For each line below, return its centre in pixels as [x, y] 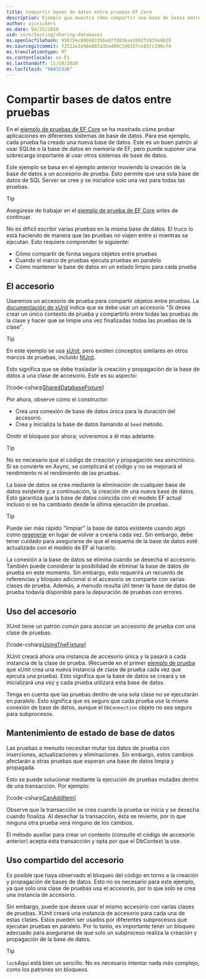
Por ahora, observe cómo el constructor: [58, 400]
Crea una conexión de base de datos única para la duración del [95, 411]
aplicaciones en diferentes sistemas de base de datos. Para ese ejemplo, [98, 136]
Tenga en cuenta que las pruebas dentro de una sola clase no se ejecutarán [102, 694]
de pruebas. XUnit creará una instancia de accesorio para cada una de [96, 913]
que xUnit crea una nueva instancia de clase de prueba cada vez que [94, 669]
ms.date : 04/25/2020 [33, 29]
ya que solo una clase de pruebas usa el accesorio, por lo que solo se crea [101, 888]
